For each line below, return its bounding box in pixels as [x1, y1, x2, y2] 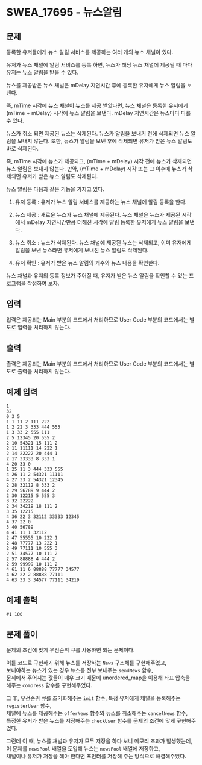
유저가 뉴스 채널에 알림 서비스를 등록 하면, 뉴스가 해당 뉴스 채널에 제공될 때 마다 [6, 61, 193, 68]
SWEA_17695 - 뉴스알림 [6, 5, 122, 19]
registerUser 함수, [6, 702, 52, 710]
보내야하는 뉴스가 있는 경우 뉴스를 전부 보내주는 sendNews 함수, [6, 667, 154, 674]
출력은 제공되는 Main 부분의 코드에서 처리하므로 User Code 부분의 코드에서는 [6, 360, 188, 367]
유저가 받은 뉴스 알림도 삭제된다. [22, 173, 98, 180]
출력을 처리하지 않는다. [17, 367, 71, 375]
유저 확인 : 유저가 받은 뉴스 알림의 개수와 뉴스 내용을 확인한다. [14, 260, 160, 266]
